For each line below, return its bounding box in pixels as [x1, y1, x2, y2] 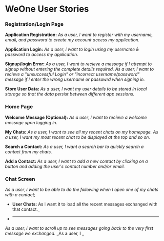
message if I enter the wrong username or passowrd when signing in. [5, 76, 145, 82]
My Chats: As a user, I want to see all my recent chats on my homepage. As [5, 129, 159, 135]
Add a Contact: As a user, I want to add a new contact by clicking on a [5, 158, 148, 164]
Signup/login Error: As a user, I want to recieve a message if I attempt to [5, 61, 152, 67]
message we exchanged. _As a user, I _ [5, 230, 84, 237]
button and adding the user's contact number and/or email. [5, 163, 125, 169]
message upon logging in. [5, 119, 58, 125]
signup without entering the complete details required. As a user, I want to [5, 66, 154, 72]
